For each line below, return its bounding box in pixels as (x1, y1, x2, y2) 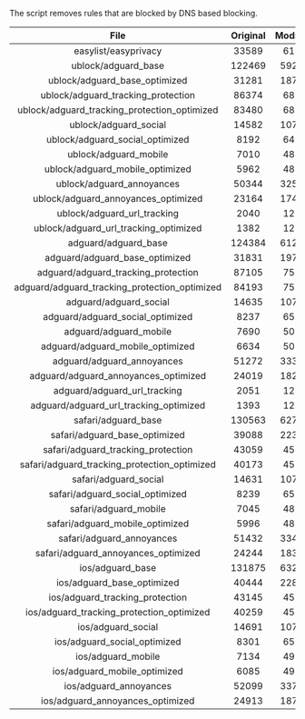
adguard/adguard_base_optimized (44, 252, 192, 264)
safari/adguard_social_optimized (48, 488, 188, 500)
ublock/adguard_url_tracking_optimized (33, 222, 202, 235)
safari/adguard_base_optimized (50, 429, 186, 441)
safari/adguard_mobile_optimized (46, 517, 189, 530)
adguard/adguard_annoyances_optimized (29, 370, 207, 382)
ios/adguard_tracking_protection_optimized (25, 606, 211, 618)
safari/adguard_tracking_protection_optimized (19, 458, 216, 471)
